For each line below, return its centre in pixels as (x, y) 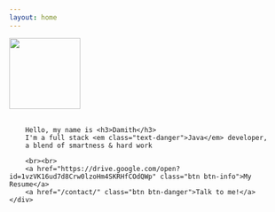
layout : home (33, 17)
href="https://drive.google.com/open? (108, 169)
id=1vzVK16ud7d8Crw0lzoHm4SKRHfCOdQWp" (83, 177)
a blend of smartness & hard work (89, 145)
